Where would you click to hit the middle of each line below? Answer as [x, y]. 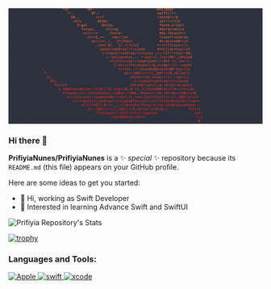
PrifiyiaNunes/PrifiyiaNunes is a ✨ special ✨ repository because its [122, 158]
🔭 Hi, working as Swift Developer [75, 199]
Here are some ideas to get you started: [75, 183]
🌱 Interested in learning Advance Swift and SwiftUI [104, 207]
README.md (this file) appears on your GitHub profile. [94, 167]
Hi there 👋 [28, 140]
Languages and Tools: [52, 259]
